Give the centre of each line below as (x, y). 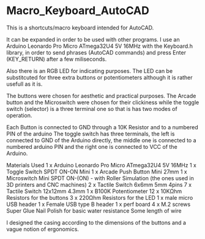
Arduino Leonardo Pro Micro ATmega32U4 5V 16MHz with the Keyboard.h (100, 46)
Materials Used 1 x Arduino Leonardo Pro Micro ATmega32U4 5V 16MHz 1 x (102, 165)
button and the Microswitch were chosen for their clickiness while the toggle (103, 102)
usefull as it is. (24, 84)
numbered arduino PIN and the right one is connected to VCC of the (92, 146)
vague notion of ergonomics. (43, 229)
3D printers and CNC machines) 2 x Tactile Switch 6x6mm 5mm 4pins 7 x (99, 184)
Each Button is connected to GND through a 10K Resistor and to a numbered (102, 127)
